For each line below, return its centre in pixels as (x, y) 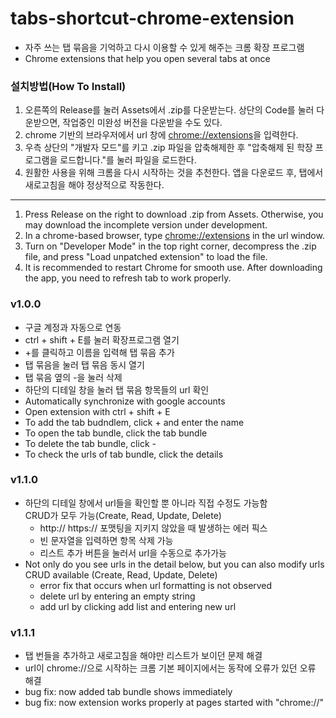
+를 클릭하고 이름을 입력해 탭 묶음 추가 (99, 352)
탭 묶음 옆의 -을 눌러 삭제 (73, 377)
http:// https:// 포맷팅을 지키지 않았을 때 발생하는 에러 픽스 (153, 528)
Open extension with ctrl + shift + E (97, 411)
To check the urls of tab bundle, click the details (124, 454)
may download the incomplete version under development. (146, 225)
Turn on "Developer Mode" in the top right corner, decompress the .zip (170, 246)
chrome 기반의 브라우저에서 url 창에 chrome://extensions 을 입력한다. (161, 135)
